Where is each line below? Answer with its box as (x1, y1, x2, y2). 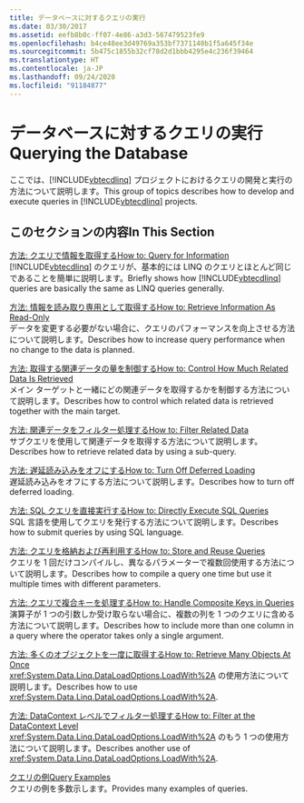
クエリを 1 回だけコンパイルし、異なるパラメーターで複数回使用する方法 (9, 557, 279, 568)
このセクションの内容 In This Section (9, 224, 215, 239)
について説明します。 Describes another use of (16, 743, 191, 754)
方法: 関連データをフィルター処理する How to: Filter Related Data (9, 425, 250, 436)
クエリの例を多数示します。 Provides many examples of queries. (9, 783, 249, 794)
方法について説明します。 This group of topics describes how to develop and (9, 186, 295, 196)
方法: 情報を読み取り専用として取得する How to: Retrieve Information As (9, 302, 276, 313)
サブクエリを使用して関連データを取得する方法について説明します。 (9, 436, 263, 447)
